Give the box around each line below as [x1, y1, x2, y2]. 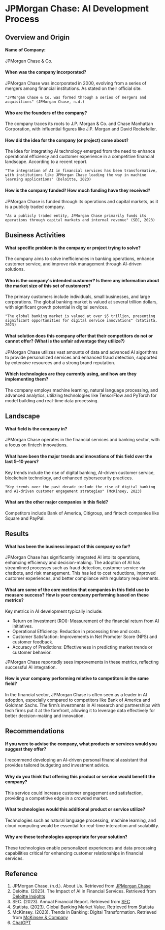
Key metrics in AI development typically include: [5, 608, 102, 614]
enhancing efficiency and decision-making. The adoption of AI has [5, 559, 140, 566]
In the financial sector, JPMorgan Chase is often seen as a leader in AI [5, 691, 147, 697]
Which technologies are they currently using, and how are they [5, 371, 137, 377]
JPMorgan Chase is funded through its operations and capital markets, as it [5, 198, 159, 204]
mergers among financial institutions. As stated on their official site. [5, 85, 142, 91]
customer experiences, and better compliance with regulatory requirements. [5, 575, 160, 581]
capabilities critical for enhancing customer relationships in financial [5, 850, 143, 856]
